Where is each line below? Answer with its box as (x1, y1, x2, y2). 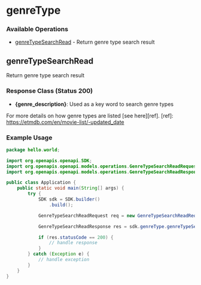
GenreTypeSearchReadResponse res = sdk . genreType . (38, 223, 167, 229)
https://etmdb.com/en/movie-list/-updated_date (6, 118, 124, 126)
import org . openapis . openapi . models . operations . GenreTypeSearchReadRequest (6, 163, 199, 169)
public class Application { (6, 180, 77, 186)
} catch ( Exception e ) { (28, 251, 90, 257)
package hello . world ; (6, 147, 60, 153)
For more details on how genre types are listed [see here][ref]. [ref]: (6, 112, 173, 119)
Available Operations (6, 25, 69, 34)
